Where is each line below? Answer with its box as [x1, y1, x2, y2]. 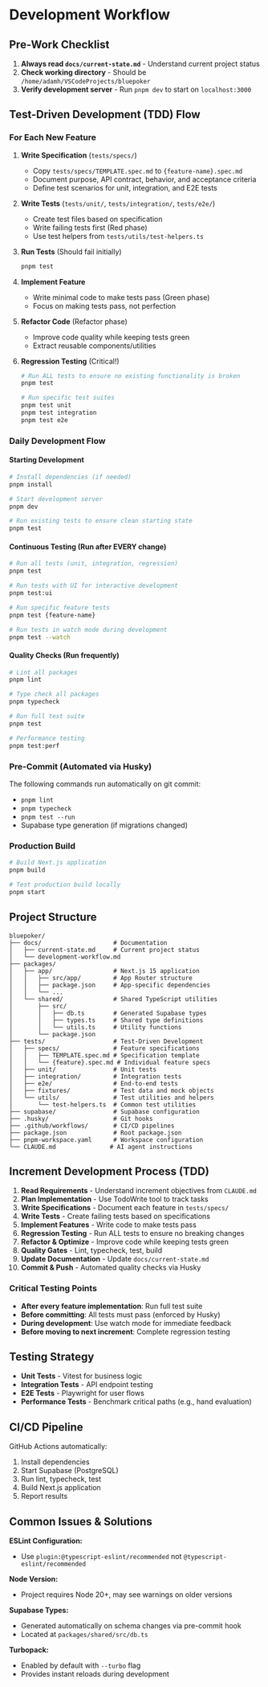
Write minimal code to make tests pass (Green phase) [32, 292, 210, 302]
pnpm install [9, 480, 53, 488]
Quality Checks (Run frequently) [9, 650, 120, 660]
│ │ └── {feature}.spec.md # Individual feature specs [9, 1058, 211, 1066]
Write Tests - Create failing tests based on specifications [20, 1212, 211, 1221]
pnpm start [9, 888, 46, 896]
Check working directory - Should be [20, 68, 147, 77]
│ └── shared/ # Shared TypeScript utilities [9, 995, 218, 1003]
